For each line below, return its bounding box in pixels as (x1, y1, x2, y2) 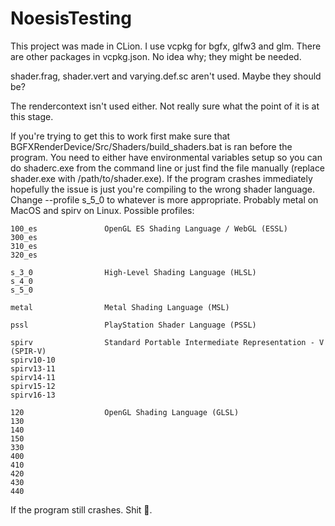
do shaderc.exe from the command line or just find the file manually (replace (10, 162, 326, 174)
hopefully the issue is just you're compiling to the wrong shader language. (10, 183, 316, 195)
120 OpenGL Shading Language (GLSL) (10, 407, 240, 417)
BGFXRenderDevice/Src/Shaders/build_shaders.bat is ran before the (10, 140, 293, 152)
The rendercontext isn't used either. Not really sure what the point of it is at (10, 100, 320, 112)
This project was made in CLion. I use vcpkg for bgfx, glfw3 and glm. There (10, 40, 322, 52)
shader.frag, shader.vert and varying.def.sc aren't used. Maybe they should (10, 70, 322, 82)
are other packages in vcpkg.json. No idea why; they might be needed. (10, 50, 302, 62)
